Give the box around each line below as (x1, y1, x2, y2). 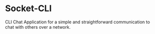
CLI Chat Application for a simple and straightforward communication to (5, 19, 151, 25)
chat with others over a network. (5, 24, 71, 30)
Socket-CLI (5, 3, 52, 14)
